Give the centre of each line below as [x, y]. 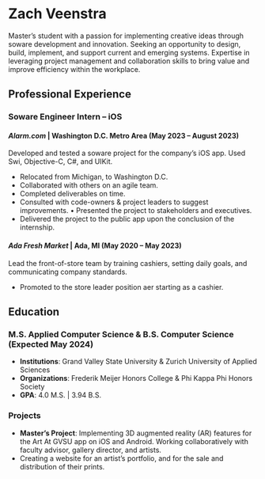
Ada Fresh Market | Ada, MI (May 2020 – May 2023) [95, 245]
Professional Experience [70, 95]
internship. [37, 227]
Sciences [35, 370]
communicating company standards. [68, 272]
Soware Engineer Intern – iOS [65, 117]
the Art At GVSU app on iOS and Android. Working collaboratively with [134, 441]
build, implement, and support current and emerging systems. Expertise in [129, 52]
